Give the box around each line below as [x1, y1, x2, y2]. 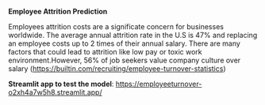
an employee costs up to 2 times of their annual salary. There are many [8, 39, 240, 48]
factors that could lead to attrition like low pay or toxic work [8, 47, 202, 56]
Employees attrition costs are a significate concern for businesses [8, 22, 225, 31]
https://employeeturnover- [115, 79, 202, 88]
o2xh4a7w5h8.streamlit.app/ [8, 88, 102, 97]
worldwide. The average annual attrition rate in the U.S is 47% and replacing [8, 31, 258, 39]
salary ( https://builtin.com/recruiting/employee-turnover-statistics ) [8, 64, 226, 73]
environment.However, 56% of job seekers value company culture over [8, 55, 241, 65]
